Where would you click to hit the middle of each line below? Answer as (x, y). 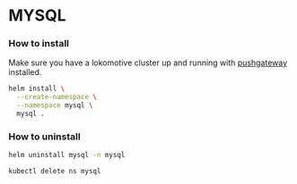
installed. (25, 72)
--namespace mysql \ (55, 105)
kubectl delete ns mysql (55, 171)
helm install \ (37, 89)
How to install (39, 44)
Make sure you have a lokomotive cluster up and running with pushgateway (148, 63)
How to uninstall (45, 137)
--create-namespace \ (57, 97)
